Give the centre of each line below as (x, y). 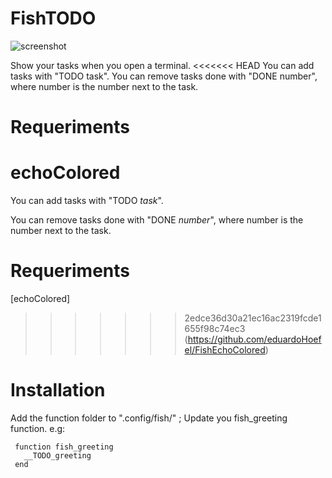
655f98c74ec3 (215, 328)
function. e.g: (38, 428)
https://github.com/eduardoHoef (254, 339)
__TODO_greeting (57, 455)
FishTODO (53, 18)
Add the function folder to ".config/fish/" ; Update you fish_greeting (149, 418)
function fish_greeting (64, 447)
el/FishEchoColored (225, 350)
